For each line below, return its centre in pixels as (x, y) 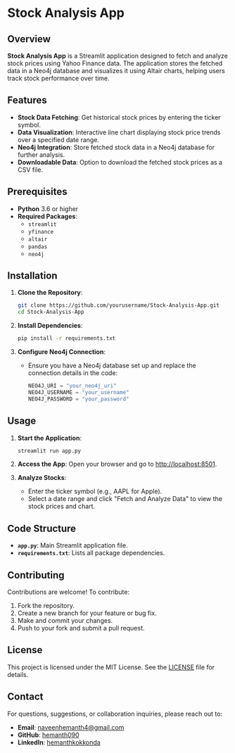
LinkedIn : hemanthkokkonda (59, 742)
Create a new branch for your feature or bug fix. (87, 613)
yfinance (41, 232)
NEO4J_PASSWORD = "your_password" (78, 399)
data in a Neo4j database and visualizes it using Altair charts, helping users (116, 71)
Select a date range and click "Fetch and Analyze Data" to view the (125, 499)
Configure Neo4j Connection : (61, 352)
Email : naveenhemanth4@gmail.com (71, 727)
